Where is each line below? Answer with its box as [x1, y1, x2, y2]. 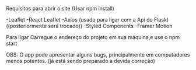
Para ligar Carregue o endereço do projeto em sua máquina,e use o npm [6, 34, 180, 40]
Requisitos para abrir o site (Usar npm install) [6, 5, 115, 12]
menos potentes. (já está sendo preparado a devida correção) [6, 58, 156, 64]
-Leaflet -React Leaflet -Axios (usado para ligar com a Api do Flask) [6, 16, 169, 23]
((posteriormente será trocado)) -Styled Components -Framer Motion [6, 23, 173, 29]
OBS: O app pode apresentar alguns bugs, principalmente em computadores [6, 51, 190, 58]
